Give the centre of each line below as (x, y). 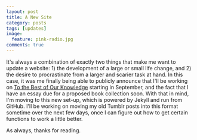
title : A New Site (29, 17)
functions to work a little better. (44, 119)
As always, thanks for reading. (44, 130)
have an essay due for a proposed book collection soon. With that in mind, (98, 94)
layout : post (22, 12)
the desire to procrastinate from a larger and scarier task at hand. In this (95, 74)
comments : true (25, 45)
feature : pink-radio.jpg (42, 39)
